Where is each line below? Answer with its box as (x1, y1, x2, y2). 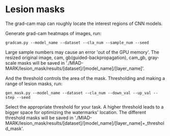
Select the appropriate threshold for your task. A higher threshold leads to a (5, 103, 164, 110)
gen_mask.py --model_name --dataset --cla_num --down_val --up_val (5, 90, 152, 95)
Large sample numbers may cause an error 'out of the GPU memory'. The (5, 49, 159, 55)
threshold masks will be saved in (5, 115, 74, 121)
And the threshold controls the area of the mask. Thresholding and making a (5, 75, 165, 81)
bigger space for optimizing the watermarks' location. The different (5, 109, 147, 115)
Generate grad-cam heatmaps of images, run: (5, 30, 102, 36)
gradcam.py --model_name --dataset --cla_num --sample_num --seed (5, 40, 149, 45)
